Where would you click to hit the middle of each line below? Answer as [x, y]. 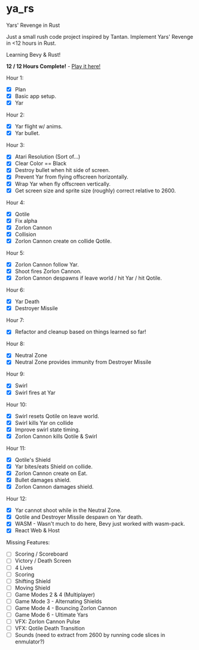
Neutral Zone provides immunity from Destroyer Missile [83, 362]
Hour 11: [16, 448]
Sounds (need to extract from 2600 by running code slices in [90, 635]
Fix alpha [26, 220]
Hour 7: [15, 320]
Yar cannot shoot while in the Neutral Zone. [68, 510]
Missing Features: [28, 542]
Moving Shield [33, 588]
